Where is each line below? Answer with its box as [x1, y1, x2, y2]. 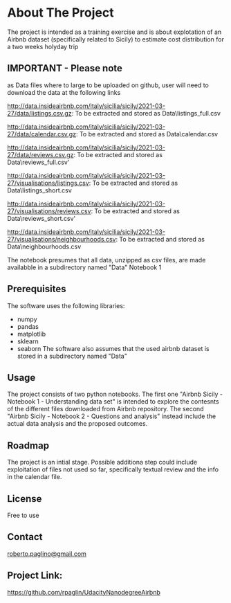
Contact [7, 531, 43, 543]
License [7, 493, 42, 505]
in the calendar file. [7, 473, 62, 481]
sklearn [17, 337, 39, 345]
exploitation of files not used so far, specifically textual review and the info [7, 465, 219, 474]
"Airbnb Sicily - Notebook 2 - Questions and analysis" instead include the [7, 412, 216, 420]
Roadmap [7, 440, 50, 451]
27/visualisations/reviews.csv [7, 206, 91, 215]
